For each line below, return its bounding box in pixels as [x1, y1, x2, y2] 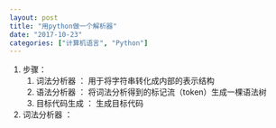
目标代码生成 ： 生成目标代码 [35, 98, 144, 109]
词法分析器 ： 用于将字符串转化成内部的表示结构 [35, 76, 215, 87]
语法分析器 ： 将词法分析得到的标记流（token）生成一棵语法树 [35, 87, 268, 97]
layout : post [9, 13, 59, 23]
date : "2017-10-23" [9, 30, 83, 39]
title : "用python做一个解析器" [9, 22, 117, 31]
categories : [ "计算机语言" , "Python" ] [9, 38, 149, 48]
